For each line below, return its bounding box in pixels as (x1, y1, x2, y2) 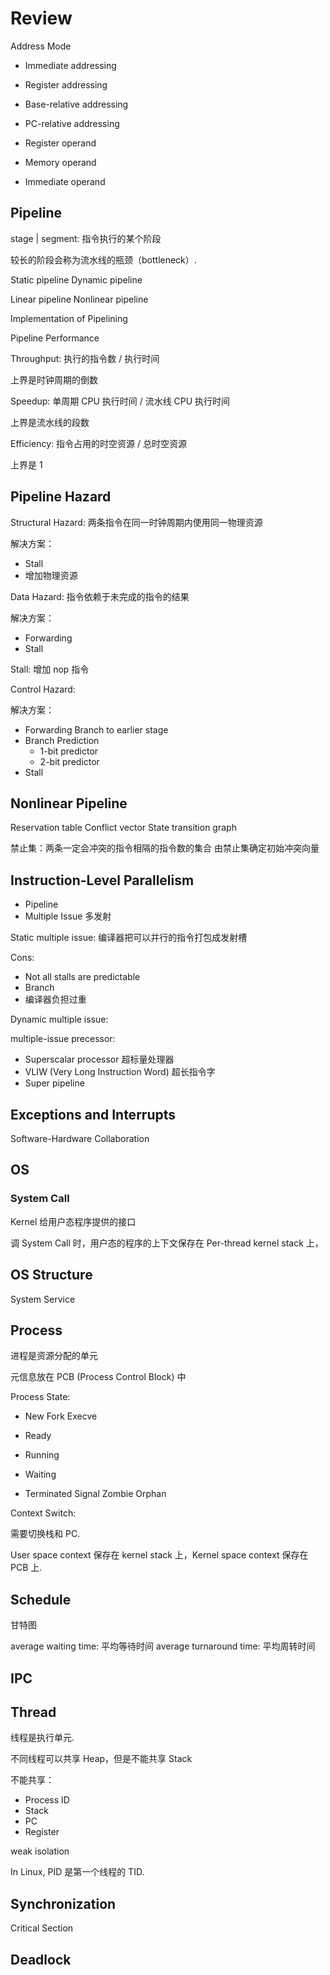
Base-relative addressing (24, 98, 129, 110)
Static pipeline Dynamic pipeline (10, 273, 143, 286)
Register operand (24, 137, 97, 149)
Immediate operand (24, 175, 106, 187)
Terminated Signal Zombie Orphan (24, 1488, 167, 1500)
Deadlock (10, 1951, 72, 1968)
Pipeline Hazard (10, 488, 112, 506)
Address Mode (10, 40, 72, 52)
